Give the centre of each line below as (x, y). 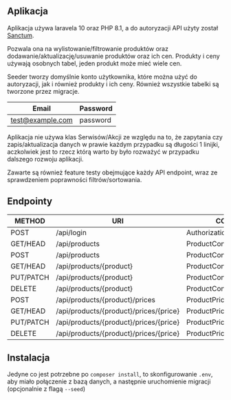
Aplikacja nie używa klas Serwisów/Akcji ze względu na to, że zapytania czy (115, 137)
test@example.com (42, 120)
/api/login (71, 232)
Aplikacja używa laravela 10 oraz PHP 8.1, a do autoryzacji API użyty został (113, 28)
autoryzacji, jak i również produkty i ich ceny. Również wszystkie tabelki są (113, 84)
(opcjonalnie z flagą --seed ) (46, 389)
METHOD (30, 221)
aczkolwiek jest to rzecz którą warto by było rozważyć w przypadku (103, 152)
